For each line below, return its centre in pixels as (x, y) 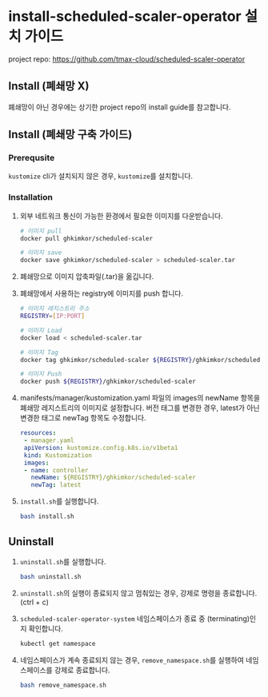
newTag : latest (56, 485)
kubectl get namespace (58, 643)
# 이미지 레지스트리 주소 (54, 309)
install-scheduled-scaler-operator (125, 16)
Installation (31, 197)
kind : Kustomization (58, 455)
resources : (38, 433)
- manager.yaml (49, 440)
